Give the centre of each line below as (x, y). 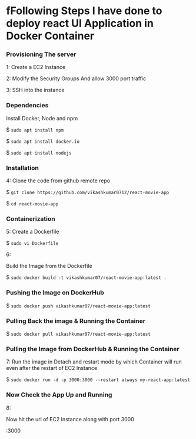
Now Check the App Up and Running (59, 395)
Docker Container (50, 36)
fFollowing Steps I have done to (84, 11)
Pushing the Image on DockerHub (55, 293)
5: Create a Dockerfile (33, 232)
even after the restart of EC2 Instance (52, 368)
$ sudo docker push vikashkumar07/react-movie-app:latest (79, 306)
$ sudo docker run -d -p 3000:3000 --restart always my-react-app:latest (98, 379)
